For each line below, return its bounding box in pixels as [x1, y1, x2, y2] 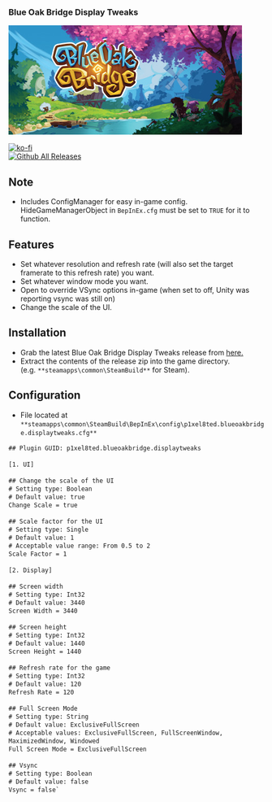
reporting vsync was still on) [19, 294, 116, 303]
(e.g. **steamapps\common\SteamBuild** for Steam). [19, 364, 190, 374]
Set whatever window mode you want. [19, 276, 149, 286]
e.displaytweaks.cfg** [19, 429, 97, 437]
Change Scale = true [8, 501, 79, 509]
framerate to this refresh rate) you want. [19, 268, 154, 277]
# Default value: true [8, 493, 85, 501]
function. [19, 214, 51, 224]
